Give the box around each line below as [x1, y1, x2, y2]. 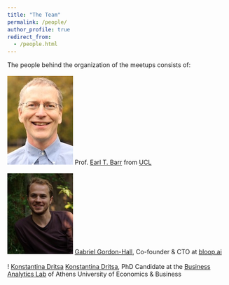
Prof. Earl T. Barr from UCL [74, 158, 152, 167]
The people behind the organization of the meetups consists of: [7, 61, 191, 69]
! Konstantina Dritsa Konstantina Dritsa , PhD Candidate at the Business [7, 263, 211, 271]
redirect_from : [7, 34, 52, 41]
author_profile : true [7, 26, 71, 33]
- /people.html [13, 41, 58, 48]
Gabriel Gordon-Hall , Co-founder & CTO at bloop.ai [74, 248, 222, 256]
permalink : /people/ [7, 18, 68, 26]
